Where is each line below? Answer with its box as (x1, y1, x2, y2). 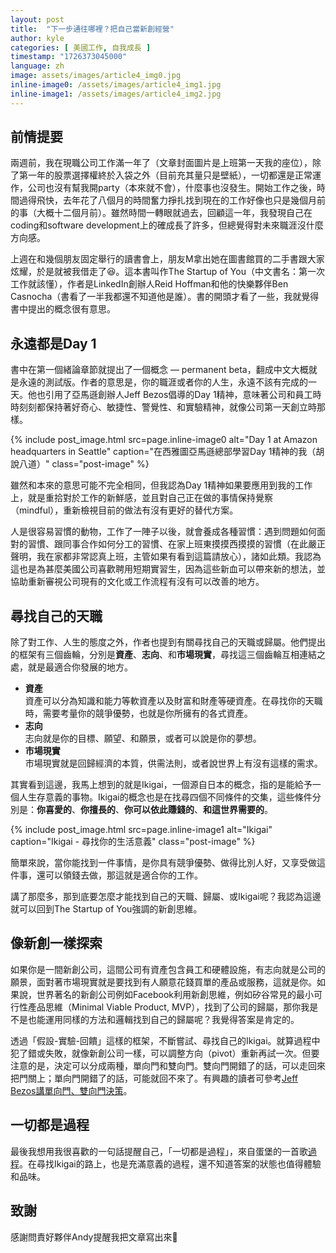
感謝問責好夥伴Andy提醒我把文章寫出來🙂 (10, 1231, 178, 1243)
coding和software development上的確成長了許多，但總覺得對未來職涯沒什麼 (10, 219, 324, 231)
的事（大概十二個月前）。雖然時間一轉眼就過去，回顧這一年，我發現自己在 (10, 207, 313, 219)
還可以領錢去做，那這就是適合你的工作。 (36, 869, 203, 881)
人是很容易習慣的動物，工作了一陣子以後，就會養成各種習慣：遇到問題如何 (10, 526, 317, 538)
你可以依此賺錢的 (124, 804, 195, 816)
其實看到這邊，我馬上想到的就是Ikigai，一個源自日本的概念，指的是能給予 (10, 779, 313, 791)
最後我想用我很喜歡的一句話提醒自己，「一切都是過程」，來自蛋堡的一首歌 (10, 1145, 308, 1157)
